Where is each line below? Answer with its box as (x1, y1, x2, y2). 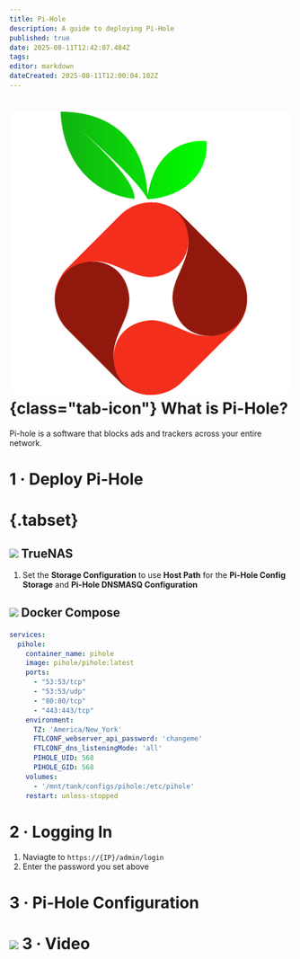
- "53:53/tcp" (32, 678, 87, 687)
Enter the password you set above (22, 861, 150, 872)
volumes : (25, 772, 58, 781)
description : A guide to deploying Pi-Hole (9, 23, 175, 33)
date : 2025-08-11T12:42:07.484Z (9, 43, 130, 52)
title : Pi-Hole (9, 14, 66, 23)
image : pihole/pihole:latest (25, 659, 135, 668)
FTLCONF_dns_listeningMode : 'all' (32, 744, 163, 753)
